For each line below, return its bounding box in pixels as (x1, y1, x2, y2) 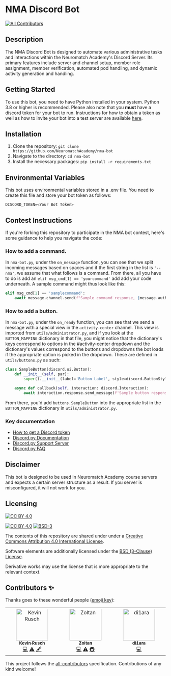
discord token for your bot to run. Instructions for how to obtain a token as (5, 110, 160, 116)
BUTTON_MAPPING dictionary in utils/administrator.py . (5, 405, 118, 411)
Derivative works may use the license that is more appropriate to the (5, 563, 149, 569)
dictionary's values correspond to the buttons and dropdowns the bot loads (5, 346, 164, 352)
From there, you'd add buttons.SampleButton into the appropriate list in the (5, 399, 161, 406)
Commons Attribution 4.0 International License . (5, 538, 104, 544)
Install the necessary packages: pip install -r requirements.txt (12, 159, 152, 165)
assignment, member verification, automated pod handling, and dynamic (5, 65, 158, 71)
